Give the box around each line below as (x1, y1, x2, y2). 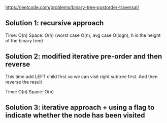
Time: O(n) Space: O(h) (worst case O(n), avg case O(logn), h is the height (5, 32, 161, 38)
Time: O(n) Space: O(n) (5, 88, 54, 95)
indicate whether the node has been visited (5, 111, 145, 120)
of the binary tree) (5, 37, 43, 43)
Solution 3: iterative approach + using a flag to (5, 103, 155, 112)
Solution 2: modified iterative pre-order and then (5, 52, 162, 61)
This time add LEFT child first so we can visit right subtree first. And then (5, 73, 158, 80)
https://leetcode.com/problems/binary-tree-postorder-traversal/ (5, 5, 140, 10)
